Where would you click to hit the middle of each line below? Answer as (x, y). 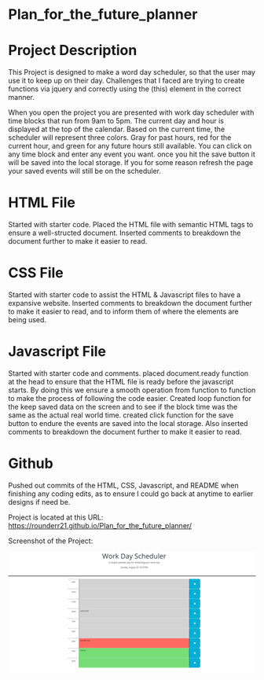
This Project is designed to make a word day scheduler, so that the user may (132, 72)
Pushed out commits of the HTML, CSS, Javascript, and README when (124, 485)
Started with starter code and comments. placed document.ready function (128, 373)
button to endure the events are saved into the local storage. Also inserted (128, 423)
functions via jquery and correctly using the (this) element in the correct (125, 89)
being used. (27, 320)
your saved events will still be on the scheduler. (85, 171)
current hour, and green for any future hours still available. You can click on (130, 146)
